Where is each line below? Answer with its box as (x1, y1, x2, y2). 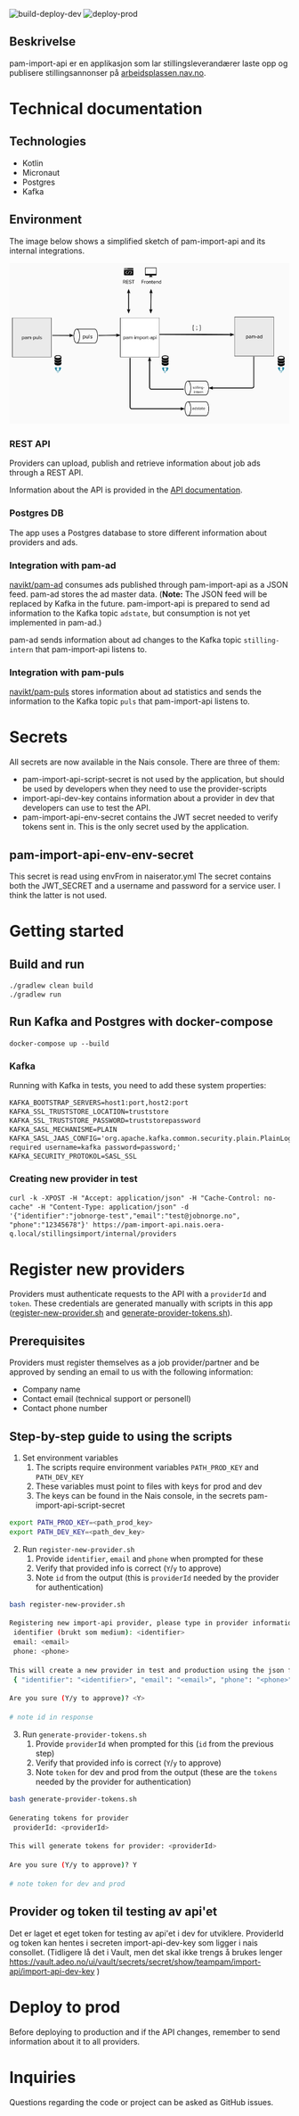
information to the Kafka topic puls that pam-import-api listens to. (9, 696, 251, 707)
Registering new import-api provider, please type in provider (9, 1619, 249, 1628)
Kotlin (21, 157, 44, 169)
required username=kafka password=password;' (9, 1143, 181, 1153)
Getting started (9, 922, 125, 941)
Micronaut (21, 167, 61, 178)
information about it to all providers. (9, 2036, 141, 2046)
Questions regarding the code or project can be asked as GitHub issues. (9, 2096, 274, 2107)
